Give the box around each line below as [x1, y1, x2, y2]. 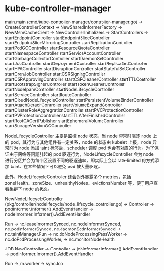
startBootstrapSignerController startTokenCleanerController [5, 81, 125, 87]
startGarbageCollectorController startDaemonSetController [5, 55, 123, 61]
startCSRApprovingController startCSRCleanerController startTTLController [5, 76, 156, 82]
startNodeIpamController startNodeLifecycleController [5, 86, 115, 92]
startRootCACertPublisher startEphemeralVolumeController [5, 118, 124, 124]
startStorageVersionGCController [5, 123, 72, 128]
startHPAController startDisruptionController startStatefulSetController [5, 65, 146, 71]
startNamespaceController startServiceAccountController [5, 50, 121, 56]
